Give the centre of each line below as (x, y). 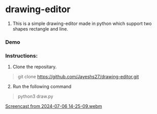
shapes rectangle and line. (40, 28)
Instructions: (22, 55)
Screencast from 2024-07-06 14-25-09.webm (54, 106)
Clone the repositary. (35, 67)
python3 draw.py (35, 96)
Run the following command (42, 87)
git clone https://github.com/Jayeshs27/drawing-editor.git (78, 77)
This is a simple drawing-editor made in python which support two (82, 23)
